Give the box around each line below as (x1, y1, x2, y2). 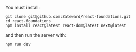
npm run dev (5, 42, 31, 47)
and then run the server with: (5, 32, 66, 38)
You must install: (5, 5, 40, 10)
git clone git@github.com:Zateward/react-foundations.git (5, 14, 131, 19)
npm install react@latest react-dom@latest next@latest (5, 23, 126, 28)
